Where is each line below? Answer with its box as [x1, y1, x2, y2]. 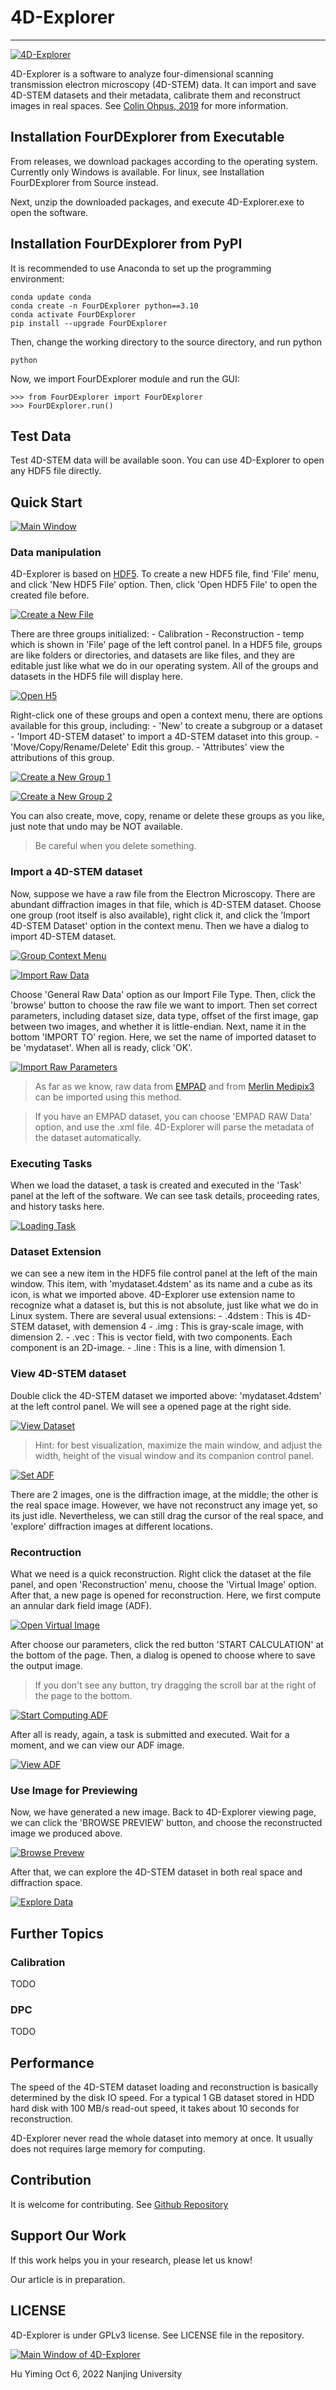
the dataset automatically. [34, 1131, 142, 1143]
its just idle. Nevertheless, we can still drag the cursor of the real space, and [10, 1509, 324, 1521]
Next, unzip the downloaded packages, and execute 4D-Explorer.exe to [10, 196, 305, 208]
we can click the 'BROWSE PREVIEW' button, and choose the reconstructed [10, 1817, 323, 1829]
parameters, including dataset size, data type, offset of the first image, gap [10, 1009, 319, 1021]
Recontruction [10, 1545, 82, 1559]
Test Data [10, 427, 72, 445]
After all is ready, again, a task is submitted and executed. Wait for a [10, 1728, 290, 1740]
